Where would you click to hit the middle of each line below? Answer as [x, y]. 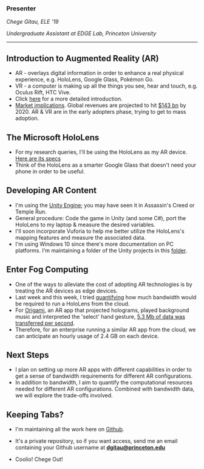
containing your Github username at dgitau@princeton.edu [90, 448]
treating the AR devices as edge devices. [66, 291]
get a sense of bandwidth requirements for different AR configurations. [104, 376]
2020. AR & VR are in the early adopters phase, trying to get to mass [100, 112]
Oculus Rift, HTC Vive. [43, 92]
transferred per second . [45, 323]
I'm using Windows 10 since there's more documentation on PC [94, 244]
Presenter [21, 9]
